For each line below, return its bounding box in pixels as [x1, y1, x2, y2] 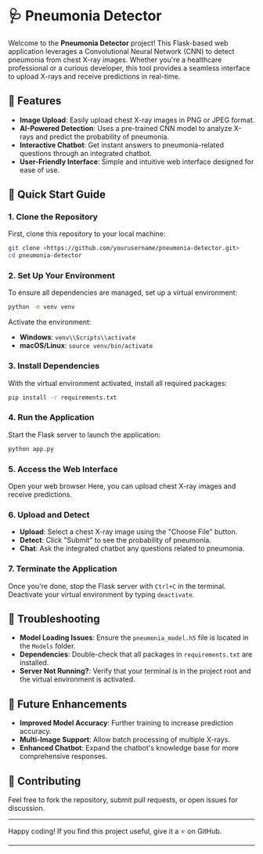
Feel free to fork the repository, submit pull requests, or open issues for [8, 795, 239, 805]
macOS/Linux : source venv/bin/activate [19, 341, 153, 351]
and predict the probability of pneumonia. [34, 132, 170, 141]
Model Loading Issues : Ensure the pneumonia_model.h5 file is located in [19, 633, 249, 642]
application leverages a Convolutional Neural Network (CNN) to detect [8, 46, 235, 56]
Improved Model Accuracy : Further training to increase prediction [19, 718, 233, 728]
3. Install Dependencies [8, 361, 100, 372]
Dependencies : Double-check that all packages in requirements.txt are [19, 649, 253, 660]
